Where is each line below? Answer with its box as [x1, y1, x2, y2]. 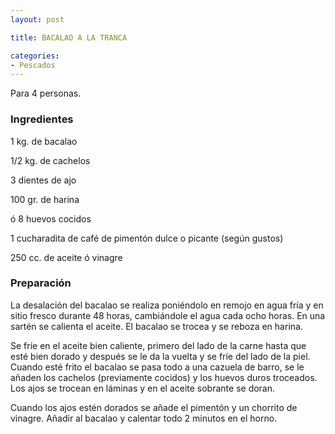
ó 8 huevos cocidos [10, 212, 92, 225]
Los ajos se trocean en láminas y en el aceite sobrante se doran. [10, 382, 276, 394]
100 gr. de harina [10, 193, 80, 205]
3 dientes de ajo [10, 174, 77, 186]
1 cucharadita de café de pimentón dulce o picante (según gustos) [10, 232, 284, 244]
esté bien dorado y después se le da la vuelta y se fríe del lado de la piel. [10, 350, 311, 362]
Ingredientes [10, 112, 74, 126]
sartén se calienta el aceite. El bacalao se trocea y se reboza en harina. [10, 320, 303, 332]
